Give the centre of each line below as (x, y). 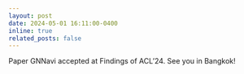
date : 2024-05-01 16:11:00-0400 (63, 23)
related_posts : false (45, 38)
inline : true (30, 31)
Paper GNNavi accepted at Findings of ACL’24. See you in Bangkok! (122, 61)
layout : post (30, 16)
